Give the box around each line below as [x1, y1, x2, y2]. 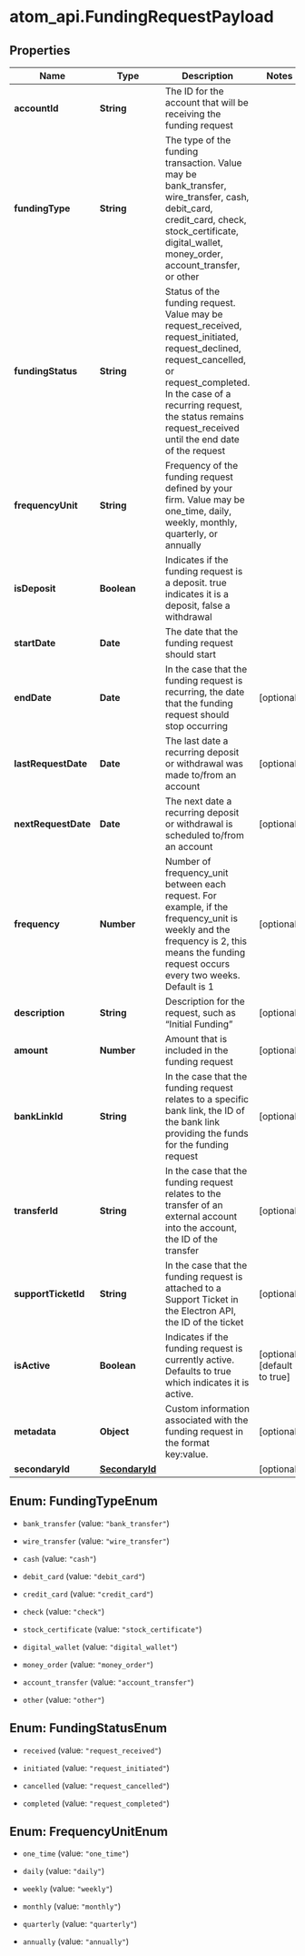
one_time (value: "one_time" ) [22, 1848, 130, 1859]
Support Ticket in [164, 1293, 239, 1305]
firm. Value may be [164, 493, 245, 506]
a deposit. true [164, 576, 227, 589]
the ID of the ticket [164, 1316, 244, 1328]
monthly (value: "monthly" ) [22, 1900, 121, 1912]
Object [99, 1425, 130, 1437]
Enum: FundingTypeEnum [9, 1494, 159, 1509]
